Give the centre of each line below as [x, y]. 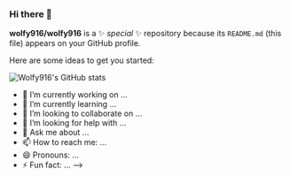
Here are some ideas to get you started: [82, 60]
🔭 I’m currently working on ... [74, 95]
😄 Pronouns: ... [51, 155]
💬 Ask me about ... [55, 133]
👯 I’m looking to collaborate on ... [82, 113]
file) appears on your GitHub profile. [75, 43]
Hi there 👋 [31, 14]
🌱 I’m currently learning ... [69, 104]
